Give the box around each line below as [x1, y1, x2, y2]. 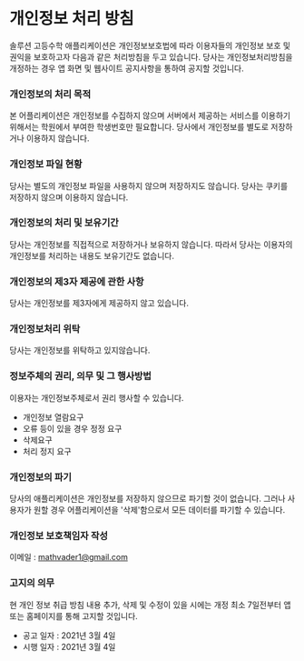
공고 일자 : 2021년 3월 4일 [22, 629, 116, 641]
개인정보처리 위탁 [9, 323, 81, 336]
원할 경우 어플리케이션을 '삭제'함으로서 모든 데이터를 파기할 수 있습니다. [33, 505, 286, 516]
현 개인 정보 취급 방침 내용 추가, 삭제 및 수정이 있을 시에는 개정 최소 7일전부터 [9, 599, 282, 610]
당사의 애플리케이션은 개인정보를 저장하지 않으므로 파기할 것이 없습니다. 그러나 [9, 493, 286, 505]
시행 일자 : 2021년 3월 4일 [22, 641, 116, 652]
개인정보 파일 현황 [9, 158, 83, 171]
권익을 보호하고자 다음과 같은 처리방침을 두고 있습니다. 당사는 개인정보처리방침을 [9, 51, 293, 62]
